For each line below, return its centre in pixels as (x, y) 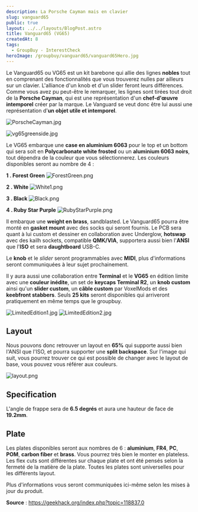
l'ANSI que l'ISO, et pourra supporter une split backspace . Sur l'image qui (96, 352)
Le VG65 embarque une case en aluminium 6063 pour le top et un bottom (97, 145)
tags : (13, 45)
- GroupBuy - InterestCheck (46, 50)
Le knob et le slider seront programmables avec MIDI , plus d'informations (96, 258)
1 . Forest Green (26, 175)
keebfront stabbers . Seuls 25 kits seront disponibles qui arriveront (88, 295)
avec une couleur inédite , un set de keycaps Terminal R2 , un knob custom (98, 282)
